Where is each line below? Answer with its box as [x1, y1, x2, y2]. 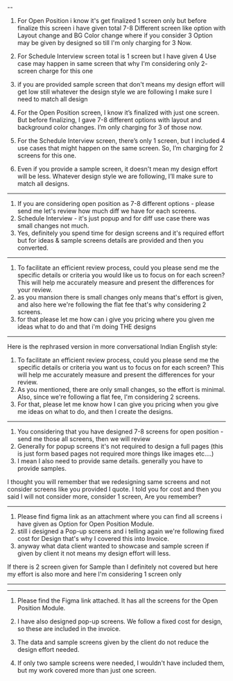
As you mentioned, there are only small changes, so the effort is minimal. [17, 386, 226, 393]
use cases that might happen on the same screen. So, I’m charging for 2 [17, 144, 224, 152]
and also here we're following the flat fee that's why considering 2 [17, 300, 207, 309]
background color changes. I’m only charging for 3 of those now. [17, 123, 202, 131]
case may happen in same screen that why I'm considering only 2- [17, 60, 208, 67]
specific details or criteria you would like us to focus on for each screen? [17, 271, 225, 279]
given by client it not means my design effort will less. [17, 549, 171, 558]
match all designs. [17, 180, 69, 187]
